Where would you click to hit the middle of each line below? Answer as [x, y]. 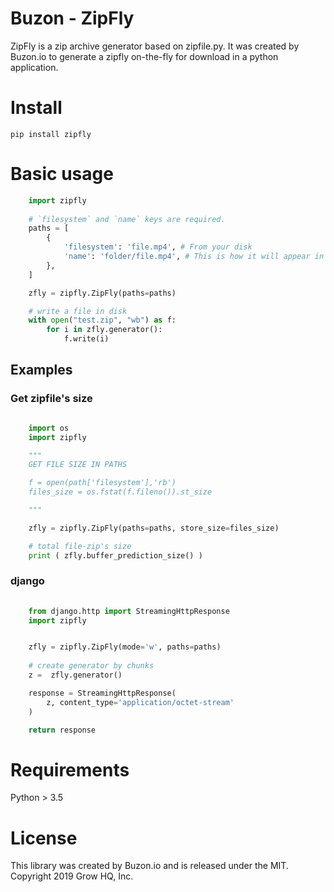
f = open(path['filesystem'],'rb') [102, 483]
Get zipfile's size [51, 399]
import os [49, 428]
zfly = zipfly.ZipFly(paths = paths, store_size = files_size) [154, 528]
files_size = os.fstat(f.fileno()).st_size [120, 492]
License [44, 838]
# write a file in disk [78, 311]
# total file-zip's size [80, 546]
